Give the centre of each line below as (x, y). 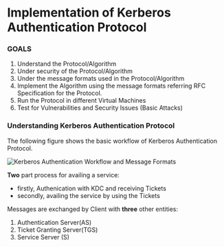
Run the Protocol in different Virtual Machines (81, 101)
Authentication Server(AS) (54, 222)
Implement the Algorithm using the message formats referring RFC (111, 86)
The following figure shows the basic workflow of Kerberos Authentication (112, 141)
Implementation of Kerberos (89, 13)
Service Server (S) (43, 237)
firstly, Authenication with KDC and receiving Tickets (92, 188)
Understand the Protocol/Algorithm (67, 64)
